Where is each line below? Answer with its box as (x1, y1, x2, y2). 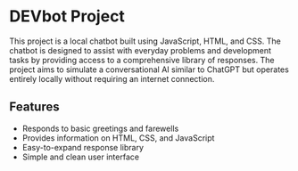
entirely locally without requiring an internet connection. (9, 73, 215, 84)
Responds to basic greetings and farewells (21, 123, 179, 134)
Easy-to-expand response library (21, 142, 145, 152)
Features (9, 100, 60, 115)
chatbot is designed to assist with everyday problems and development (9, 45, 272, 55)
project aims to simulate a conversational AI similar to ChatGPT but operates (9, 64, 290, 75)
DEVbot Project (9, 6, 125, 27)
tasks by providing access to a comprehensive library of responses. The (9, 54, 275, 65)
